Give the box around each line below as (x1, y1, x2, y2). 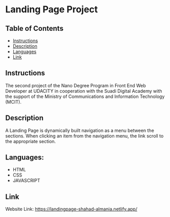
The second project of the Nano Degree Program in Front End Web (5, 82, 146, 88)
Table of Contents (5, 24, 64, 33)
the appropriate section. (5, 138, 56, 144)
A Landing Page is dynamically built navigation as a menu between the (5, 127, 155, 133)
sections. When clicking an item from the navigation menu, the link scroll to (5, 132, 164, 139)
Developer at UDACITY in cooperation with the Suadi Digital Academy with (5, 88, 162, 94)
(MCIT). (5, 98, 22, 105)
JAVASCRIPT (12, 177, 40, 184)
